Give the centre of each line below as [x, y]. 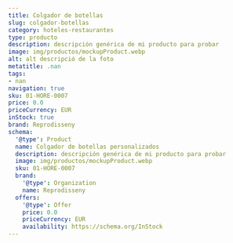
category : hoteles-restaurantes [61, 30]
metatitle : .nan [35, 67]
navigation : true [36, 88]
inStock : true [31, 118]
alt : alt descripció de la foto [61, 60]
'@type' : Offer [47, 205]
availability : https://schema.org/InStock [93, 227]
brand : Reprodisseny [42, 125]
